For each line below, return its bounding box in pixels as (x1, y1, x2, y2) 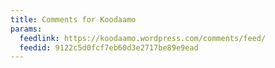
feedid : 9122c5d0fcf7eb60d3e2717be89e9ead (19, 42, 199, 53)
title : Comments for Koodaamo (10, 14, 137, 25)
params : (10, 24, 43, 34)
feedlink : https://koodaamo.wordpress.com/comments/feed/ (19, 33, 267, 43)
